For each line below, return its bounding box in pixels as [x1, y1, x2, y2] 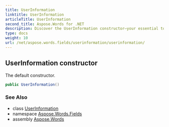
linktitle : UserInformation [5, 12, 64, 17]
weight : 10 [5, 36, 28, 41]
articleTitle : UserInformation [5, 17, 71, 22]
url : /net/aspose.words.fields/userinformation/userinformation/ [5, 40, 145, 45]
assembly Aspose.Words [12, 116, 64, 122]
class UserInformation [12, 105, 59, 111]
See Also [5, 94, 28, 101]
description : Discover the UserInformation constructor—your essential [5, 26, 158, 31]
